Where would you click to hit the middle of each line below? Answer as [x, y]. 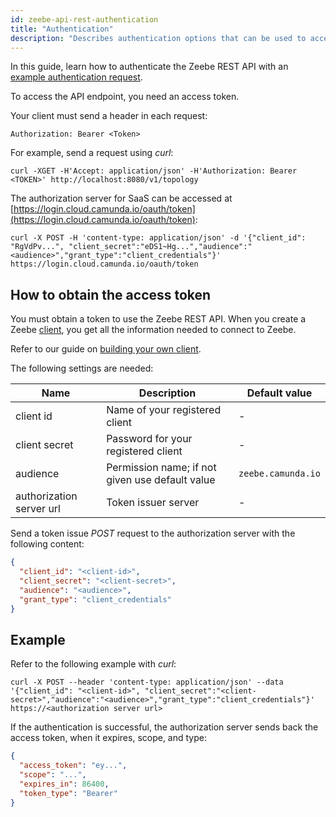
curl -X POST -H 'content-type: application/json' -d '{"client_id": [158, 238]
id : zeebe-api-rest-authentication [84, 19]
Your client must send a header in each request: [109, 116]
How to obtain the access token [111, 294]
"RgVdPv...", [37, 247]
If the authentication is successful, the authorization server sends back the [164, 727]
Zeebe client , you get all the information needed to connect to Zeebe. [153, 330]
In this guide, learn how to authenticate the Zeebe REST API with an [149, 67]
